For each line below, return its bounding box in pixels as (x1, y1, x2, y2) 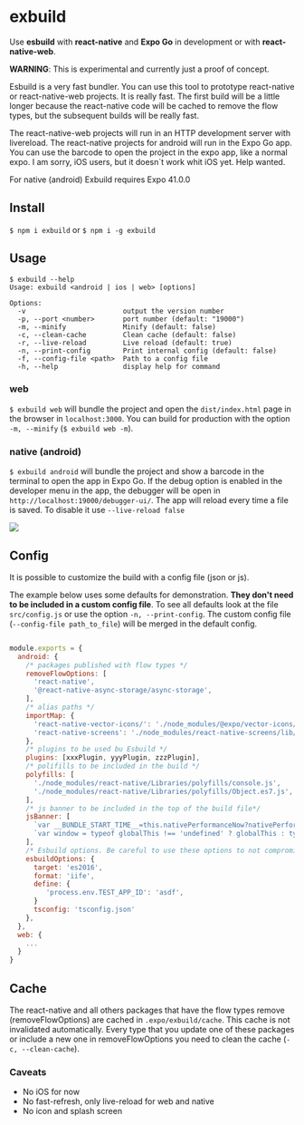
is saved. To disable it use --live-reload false (9, 505, 185, 516)
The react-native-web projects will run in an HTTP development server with (9, 127, 291, 138)
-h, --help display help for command (17, 362, 221, 371)
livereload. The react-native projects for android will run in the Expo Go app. (9, 137, 292, 148)
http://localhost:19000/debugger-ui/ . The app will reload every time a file (9, 495, 290, 506)
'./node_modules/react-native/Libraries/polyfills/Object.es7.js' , (33, 787, 294, 796)
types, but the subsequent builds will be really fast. (9, 110, 200, 121)
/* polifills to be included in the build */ (25, 761, 201, 771)
